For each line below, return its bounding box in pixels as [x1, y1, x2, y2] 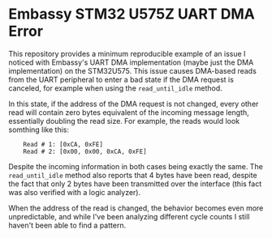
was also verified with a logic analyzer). [8, 187, 140, 197]
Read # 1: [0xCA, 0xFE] [23, 140, 104, 148]
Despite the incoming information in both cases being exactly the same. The [8, 161, 264, 171]
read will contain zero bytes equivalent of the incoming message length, [8, 107, 249, 117]
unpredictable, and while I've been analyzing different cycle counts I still [8, 211, 250, 221]
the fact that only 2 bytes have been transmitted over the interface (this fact [8, 179, 262, 189]
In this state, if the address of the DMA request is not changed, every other [8, 99, 259, 108]
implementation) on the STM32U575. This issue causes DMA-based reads [8, 66, 257, 75]
